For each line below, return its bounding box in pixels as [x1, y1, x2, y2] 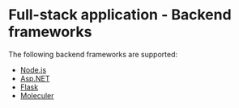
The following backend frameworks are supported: [8, 49, 178, 59]
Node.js [19, 64, 47, 74]
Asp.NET [19, 73, 50, 83]
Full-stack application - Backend [8, 6, 233, 24]
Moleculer [19, 90, 54, 100]
